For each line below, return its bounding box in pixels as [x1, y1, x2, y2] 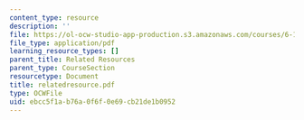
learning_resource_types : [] [9, 47, 119, 56]
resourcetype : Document [9, 72, 100, 81]
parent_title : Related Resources [9, 55, 136, 64]
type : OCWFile [9, 88, 63, 97]
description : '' [9, 22, 71, 31]
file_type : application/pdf [9, 38, 116, 48]
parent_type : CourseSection [9, 64, 116, 73]
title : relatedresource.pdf [9, 80, 116, 89]
